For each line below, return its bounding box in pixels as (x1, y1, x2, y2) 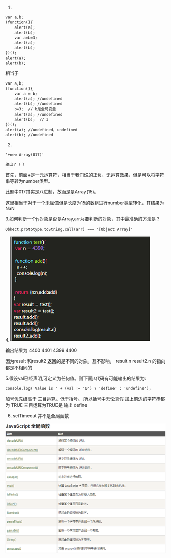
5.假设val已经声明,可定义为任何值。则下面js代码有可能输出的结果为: (5, 375, 146, 381)
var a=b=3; (14, 35, 38, 40)
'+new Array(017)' (5, 152, 44, 157)
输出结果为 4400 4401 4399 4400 (5, 347, 77, 353)
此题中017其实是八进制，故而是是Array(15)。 (5, 189, 99, 195)
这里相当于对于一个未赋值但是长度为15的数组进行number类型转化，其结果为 (5, 200, 164, 206)
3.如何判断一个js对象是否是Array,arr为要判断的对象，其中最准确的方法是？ (5, 216, 161, 222)
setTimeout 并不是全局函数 (12, 413, 69, 419)
